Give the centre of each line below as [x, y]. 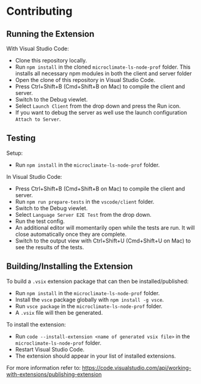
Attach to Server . [38, 119]
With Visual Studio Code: [38, 48]
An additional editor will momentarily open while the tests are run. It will [105, 227]
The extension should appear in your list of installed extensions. [95, 356]
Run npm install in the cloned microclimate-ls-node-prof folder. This [103, 67]
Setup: [15, 153]
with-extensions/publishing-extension [54, 374]
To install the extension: [36, 324]
